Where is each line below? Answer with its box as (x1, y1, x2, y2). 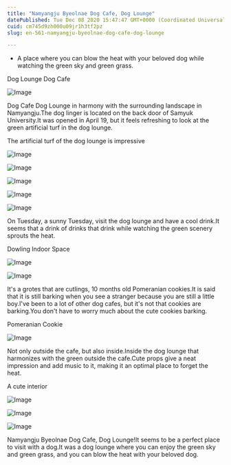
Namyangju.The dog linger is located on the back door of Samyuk (7, 109, 194, 117)
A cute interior (7, 382, 48, 391)
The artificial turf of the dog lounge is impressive (7, 137, 146, 145)
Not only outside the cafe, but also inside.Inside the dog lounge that (7, 347, 199, 355)
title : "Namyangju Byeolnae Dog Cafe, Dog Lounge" (7, 10, 155, 17)
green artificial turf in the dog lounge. (7, 123, 113, 132)
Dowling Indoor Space (7, 245, 70, 254)
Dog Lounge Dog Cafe (7, 75, 71, 83)
